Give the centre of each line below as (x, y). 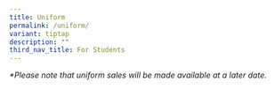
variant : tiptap (39, 33)
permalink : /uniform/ (49, 26)
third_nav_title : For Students (67, 50)
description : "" (39, 42)
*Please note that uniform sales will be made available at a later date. (138, 75)
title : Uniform (37, 17)
